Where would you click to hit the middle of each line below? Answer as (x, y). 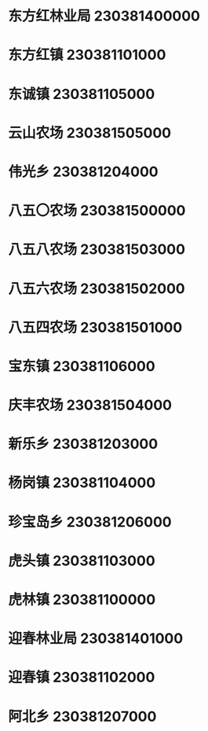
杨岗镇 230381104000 (82, 483)
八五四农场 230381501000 (95, 327)
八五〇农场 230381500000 (97, 211)
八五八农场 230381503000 (97, 250)
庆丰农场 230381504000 (90, 405)
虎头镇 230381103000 (82, 561)
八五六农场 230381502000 (97, 288)
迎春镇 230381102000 (82, 678)
